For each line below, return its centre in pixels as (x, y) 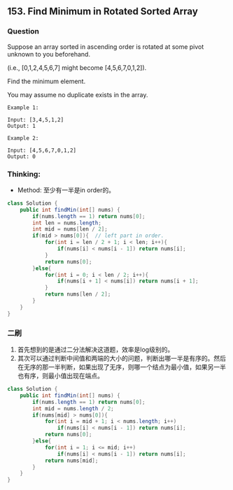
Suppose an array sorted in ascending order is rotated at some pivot (106, 46)
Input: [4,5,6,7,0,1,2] (42, 150)
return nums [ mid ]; (71, 461)
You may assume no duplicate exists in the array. (78, 94)
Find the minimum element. (47, 81)
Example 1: (23, 108)
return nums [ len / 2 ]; (78, 294)
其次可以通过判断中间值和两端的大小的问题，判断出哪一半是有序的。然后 (121, 359)
